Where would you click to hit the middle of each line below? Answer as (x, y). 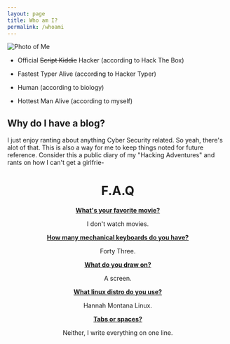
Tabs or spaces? (118, 319)
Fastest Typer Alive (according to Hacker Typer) (87, 74)
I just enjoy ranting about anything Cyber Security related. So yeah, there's (115, 140)
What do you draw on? (118, 265)
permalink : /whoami (36, 27)
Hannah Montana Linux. (118, 305)
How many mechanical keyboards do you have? (118, 238)
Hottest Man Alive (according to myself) (75, 101)
